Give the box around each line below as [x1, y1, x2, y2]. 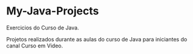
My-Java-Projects [6, 4, 99, 18]
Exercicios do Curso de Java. [6, 24, 79, 31]
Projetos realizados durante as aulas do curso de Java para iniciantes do [6, 35, 188, 43]
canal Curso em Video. [6, 42, 64, 49]
